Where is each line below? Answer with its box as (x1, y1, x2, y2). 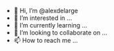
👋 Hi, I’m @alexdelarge (13, 7, 78, 14)
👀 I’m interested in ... (13, 14, 73, 22)
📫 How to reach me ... (13, 37, 78, 44)
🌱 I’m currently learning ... (13, 21, 88, 29)
